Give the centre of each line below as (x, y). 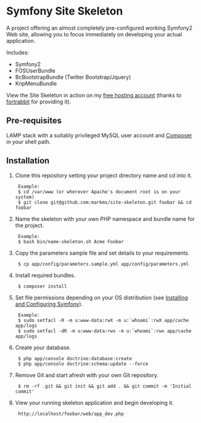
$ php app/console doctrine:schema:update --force (83, 364)
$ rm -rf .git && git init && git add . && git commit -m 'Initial (105, 386)
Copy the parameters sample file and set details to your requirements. (102, 253)
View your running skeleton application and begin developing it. (94, 402)
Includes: (18, 52)
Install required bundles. (45, 275)
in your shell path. (29, 142)
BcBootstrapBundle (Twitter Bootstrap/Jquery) (73, 77)
